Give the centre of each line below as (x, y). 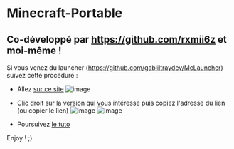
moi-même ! (34, 50)
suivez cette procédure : (42, 75)
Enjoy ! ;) (20, 138)
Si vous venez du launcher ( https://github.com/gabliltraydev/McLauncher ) (115, 68)
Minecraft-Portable (65, 13)
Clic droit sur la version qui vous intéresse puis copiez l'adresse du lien (121, 103)
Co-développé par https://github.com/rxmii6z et (117, 40)
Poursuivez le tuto (43, 124)
